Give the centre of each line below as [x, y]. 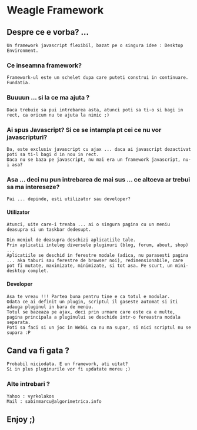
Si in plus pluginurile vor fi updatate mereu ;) [69, 369]
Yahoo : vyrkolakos [31, 396]
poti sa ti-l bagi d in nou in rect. [53, 154]
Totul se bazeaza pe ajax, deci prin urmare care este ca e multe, [91, 312]
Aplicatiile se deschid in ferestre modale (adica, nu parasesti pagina [98, 256]
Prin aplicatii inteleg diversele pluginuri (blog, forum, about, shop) [98, 245]
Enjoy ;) [21, 420]
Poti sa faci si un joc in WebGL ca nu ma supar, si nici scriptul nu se [99, 328]
